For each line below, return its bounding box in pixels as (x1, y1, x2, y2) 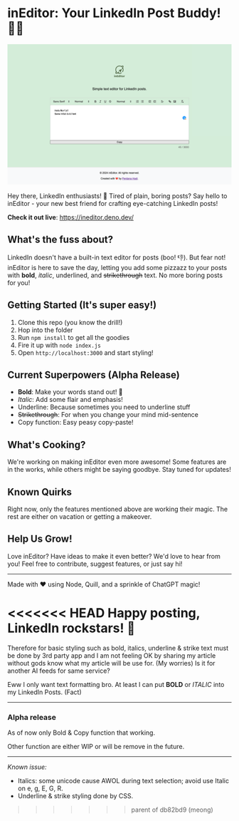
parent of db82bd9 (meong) (131, 805, 213, 814)
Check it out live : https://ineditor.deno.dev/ (7, 212, 134, 222)
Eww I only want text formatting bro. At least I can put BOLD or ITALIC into (7, 680, 225, 688)
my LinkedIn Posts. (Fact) (7, 688, 82, 696)
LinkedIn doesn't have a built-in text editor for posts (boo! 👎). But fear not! (7, 253, 226, 262)
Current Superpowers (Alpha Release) (7, 368, 180, 381)
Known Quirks (7, 486, 73, 498)
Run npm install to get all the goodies (17, 333, 130, 341)
